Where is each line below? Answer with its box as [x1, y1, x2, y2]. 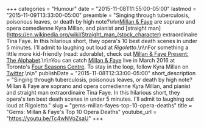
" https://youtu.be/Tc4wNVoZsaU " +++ [6, 115, 104, 122]
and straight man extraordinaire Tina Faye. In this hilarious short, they [6, 89, 181, 96]
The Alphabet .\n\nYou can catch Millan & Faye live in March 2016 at [6, 57, 175, 64]
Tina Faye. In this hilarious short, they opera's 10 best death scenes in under [6, 38, 198, 44]
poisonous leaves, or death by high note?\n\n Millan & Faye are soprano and [6, 18, 195, 25]
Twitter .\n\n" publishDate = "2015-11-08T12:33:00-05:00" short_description [6, 70, 196, 76]
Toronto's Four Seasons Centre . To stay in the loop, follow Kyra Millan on [6, 63, 189, 70]
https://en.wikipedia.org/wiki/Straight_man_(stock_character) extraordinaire [8, 31, 198, 38]
